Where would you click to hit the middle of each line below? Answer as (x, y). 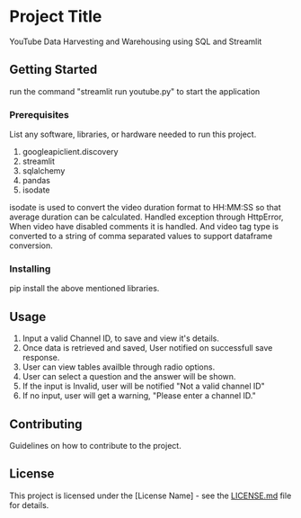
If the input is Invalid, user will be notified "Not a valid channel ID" (143, 386)
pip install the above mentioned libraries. (84, 289)
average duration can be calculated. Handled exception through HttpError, (146, 217)
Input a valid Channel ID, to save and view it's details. (121, 338)
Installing (30, 269)
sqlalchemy (44, 171)
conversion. (31, 246)
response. (41, 358)
